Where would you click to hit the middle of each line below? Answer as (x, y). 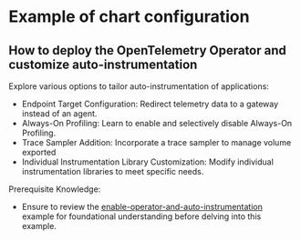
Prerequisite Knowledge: (55, 189)
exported (39, 152)
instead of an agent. (59, 114)
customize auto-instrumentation (103, 64)
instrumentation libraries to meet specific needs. (113, 171)
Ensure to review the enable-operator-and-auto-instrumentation (142, 207)
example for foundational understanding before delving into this (141, 216)
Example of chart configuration (129, 17)
